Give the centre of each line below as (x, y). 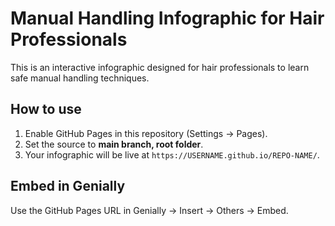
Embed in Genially (68, 186)
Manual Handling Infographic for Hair (167, 18)
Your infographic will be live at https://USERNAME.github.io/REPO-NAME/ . (172, 154)
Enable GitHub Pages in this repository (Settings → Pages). (146, 133)
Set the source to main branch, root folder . (114, 144)
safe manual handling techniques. (80, 78)
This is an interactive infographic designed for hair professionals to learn (160, 67)
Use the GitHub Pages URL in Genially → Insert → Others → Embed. (149, 210)
